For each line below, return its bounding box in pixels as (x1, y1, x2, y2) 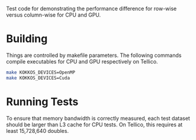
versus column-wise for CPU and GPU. (6, 11, 101, 18)
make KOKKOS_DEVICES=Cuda (6, 75, 70, 81)
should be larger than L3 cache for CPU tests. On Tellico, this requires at (6, 121, 183, 128)
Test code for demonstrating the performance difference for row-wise (6, 5, 177, 12)
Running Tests (6, 95, 79, 109)
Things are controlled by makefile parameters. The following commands (6, 52, 182, 59)
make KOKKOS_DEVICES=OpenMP (6, 69, 76, 75)
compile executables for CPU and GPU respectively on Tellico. (6, 58, 158, 65)
